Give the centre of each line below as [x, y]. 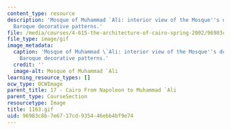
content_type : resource [41, 13]
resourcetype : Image [37, 103]
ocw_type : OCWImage [35, 84]
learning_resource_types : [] [49, 77]
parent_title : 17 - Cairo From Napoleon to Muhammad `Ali [92, 90]
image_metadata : [30, 45]
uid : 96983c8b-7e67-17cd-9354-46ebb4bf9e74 [70, 116]
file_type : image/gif [38, 39]
